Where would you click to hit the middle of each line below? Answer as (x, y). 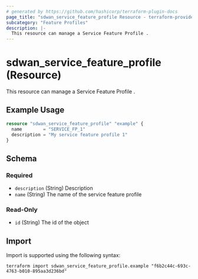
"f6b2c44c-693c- (171, 266)
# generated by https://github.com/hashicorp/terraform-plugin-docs (92, 12)
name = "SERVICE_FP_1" (48, 129)
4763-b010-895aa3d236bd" (37, 271)
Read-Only (22, 209)
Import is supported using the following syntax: (63, 255)
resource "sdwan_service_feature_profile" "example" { (75, 124)
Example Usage (35, 110)
